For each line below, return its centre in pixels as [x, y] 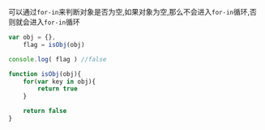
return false [45, 111]
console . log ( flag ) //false [58, 59]
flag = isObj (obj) [54, 44]
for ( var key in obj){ [59, 82]
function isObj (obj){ [45, 74]
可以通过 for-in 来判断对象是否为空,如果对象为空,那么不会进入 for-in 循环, [129, 12]
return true [58, 89]
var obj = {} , [32, 37]
